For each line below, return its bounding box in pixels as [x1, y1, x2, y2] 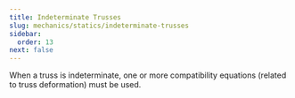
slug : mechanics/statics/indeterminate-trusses [9, 21, 190, 30]
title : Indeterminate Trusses [9, 12, 122, 22]
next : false [9, 46, 53, 55]
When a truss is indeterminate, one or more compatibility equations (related [9, 70, 287, 80]
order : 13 [17, 37, 53, 47]
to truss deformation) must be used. [9, 79, 142, 90]
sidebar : [9, 29, 42, 38]
